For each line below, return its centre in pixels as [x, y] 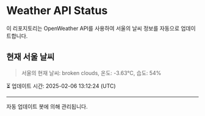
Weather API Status [57, 11]
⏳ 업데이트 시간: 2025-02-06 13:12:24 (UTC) [61, 85]
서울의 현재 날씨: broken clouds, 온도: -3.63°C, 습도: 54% [91, 73]
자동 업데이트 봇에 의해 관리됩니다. [47, 106]
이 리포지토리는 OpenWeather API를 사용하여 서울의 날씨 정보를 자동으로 [93, 28]
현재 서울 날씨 [31, 57]
